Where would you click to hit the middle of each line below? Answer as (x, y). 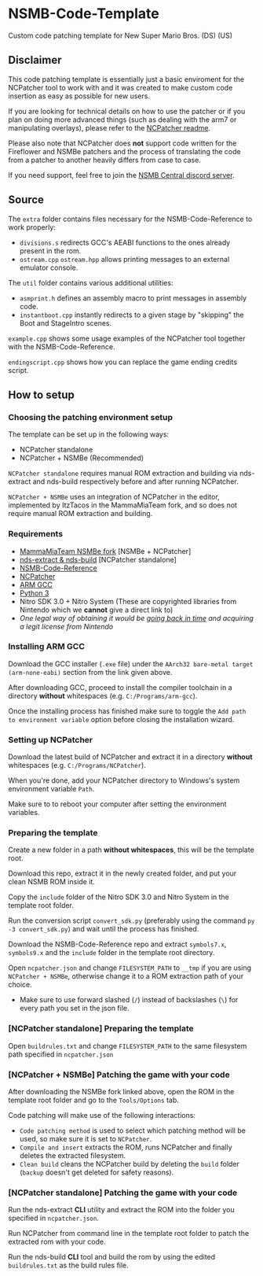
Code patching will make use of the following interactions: (102, 1116)
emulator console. (49, 267)
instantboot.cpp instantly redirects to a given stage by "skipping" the (131, 315)
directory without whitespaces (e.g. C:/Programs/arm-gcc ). (103, 695)
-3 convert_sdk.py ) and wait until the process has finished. (104, 929)
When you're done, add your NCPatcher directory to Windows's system (124, 780)
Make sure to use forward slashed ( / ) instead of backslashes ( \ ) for (129, 1000)
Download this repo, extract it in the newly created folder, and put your (122, 873)
